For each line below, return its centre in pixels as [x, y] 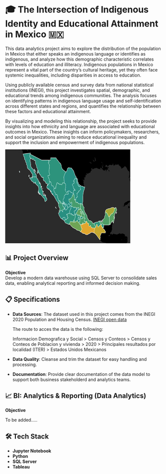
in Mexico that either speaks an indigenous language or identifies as [75, 54]
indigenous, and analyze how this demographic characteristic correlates [79, 59]
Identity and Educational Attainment [82, 24]
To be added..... [21, 420]
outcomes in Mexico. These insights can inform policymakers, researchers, [82, 132]
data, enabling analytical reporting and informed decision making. [73, 283]
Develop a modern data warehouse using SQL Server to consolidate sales [81, 278]
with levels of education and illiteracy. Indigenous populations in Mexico [79, 64]
